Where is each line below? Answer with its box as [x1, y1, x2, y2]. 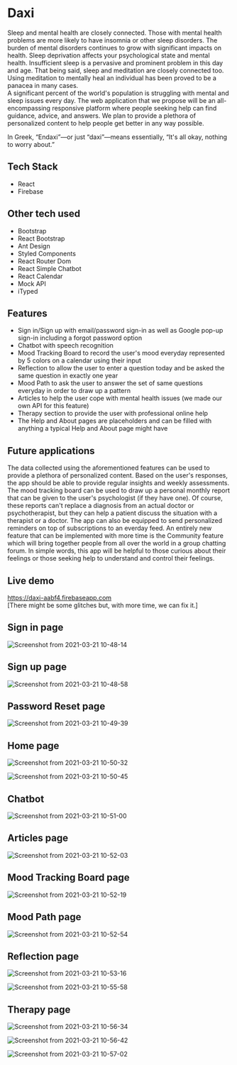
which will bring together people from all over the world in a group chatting [7, 539, 226, 548]
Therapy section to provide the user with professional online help [17, 409, 208, 418]
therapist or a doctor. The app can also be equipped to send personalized [7, 517, 223, 525]
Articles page [7, 832, 69, 844]
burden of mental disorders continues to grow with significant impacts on [7, 43, 222, 52]
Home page [7, 739, 60, 751]
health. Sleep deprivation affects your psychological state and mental [7, 51, 211, 60]
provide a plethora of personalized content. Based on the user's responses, [7, 471, 228, 480]
